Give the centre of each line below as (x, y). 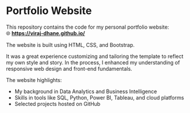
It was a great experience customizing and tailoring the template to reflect (95, 56)
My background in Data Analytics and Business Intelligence (86, 91)
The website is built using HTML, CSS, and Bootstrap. (71, 44)
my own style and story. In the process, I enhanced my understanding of (93, 62)
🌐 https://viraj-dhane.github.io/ (46, 33)
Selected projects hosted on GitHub (57, 104)
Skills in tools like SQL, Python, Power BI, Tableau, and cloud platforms (99, 97)
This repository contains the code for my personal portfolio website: (88, 27)
